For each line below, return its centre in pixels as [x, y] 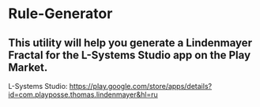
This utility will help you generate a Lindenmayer [130, 43]
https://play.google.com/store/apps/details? [140, 86]
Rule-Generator [60, 14]
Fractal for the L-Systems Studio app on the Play [130, 55]
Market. [28, 67]
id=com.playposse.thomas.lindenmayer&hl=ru [83, 94]
